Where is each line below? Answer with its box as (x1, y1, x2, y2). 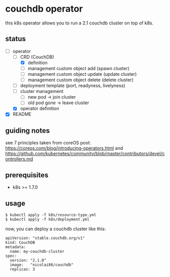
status (5, 35, 26, 43)
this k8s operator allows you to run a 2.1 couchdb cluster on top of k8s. (5, 20, 154, 26)
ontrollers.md (5, 156, 33, 162)
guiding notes (5, 126, 50, 135)
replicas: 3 (10, 266, 36, 272)
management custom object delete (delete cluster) (27, 77, 133, 83)
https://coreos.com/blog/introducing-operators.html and (5, 145, 123, 151)
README (12, 111, 32, 117)
